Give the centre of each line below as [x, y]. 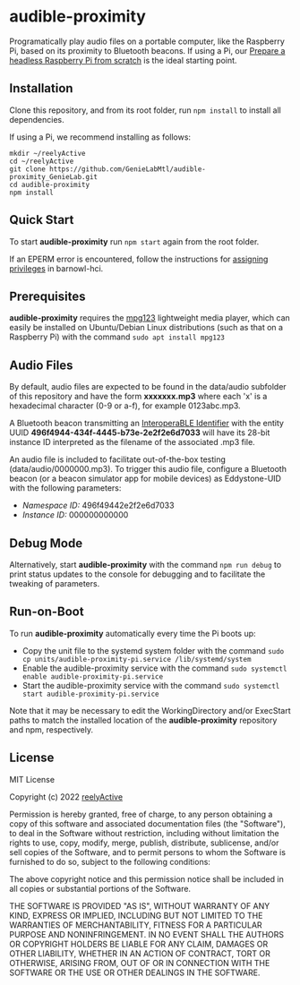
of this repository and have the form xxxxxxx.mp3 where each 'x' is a [138, 397]
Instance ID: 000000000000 [75, 515]
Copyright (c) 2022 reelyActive [66, 797]
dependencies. [37, 119]
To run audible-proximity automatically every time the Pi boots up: [133, 633]
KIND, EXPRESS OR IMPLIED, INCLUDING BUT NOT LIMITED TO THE [136, 915]
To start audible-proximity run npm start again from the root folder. [134, 241]
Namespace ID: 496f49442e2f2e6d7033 [98, 505]
